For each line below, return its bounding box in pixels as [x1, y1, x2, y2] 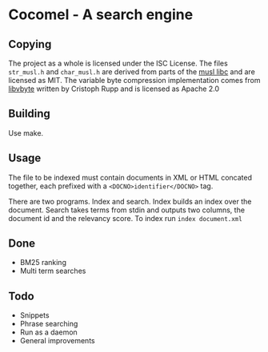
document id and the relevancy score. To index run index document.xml [8, 213, 242, 223]
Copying [8, 38, 52, 51]
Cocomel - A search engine [8, 6, 194, 24]
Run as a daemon [19, 327, 78, 337]
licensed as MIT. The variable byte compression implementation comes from [8, 76, 261, 85]
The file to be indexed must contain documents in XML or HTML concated [8, 172, 252, 182]
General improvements [19, 336, 95, 346]
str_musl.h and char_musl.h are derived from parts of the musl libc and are [8, 67, 256, 77]
